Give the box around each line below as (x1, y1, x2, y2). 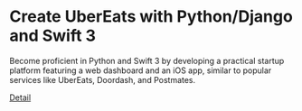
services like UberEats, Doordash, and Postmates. (9, 74, 196, 85)
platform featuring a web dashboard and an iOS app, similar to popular (9, 65, 272, 76)
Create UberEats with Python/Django (9, 6, 294, 27)
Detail (9, 92, 32, 103)
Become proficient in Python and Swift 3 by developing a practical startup (9, 55, 285, 66)
